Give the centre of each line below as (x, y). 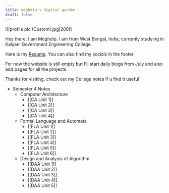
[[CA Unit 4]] (41, 115)
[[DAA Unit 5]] (42, 185)
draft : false (19, 15)
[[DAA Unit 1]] (42, 164)
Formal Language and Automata (53, 121)
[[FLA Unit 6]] (42, 153)
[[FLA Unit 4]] (42, 142)
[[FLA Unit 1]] (41, 126)
